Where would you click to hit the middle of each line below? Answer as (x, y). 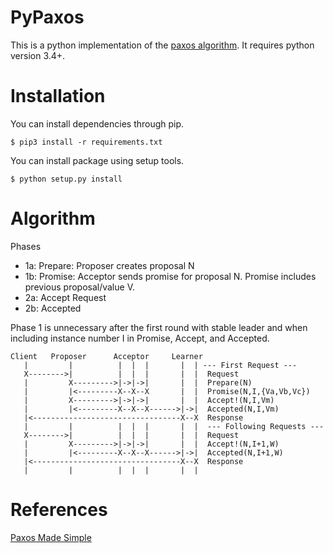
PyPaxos (47, 17)
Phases (26, 246)
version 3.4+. (38, 55)
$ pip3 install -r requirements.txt (86, 142)
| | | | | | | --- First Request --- (160, 365)
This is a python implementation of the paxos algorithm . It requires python (162, 45)
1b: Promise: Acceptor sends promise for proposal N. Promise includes (170, 276)
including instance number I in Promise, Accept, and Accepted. (140, 338)
